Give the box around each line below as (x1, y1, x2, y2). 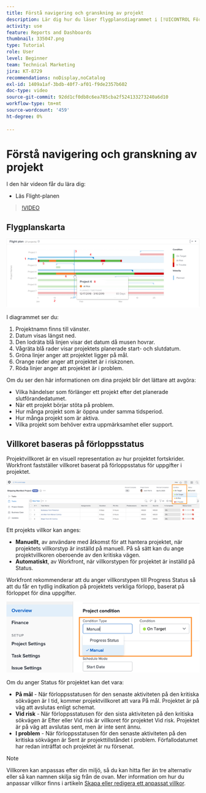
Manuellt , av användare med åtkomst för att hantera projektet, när (15, 538, 183, 546)
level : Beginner (6, 55, 48, 61)
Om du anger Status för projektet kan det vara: (6, 678, 124, 686)
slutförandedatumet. (15, 395, 67, 402)
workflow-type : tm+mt (6, 101, 62, 107)
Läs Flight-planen (15, 192, 60, 199)
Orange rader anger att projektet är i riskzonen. (15, 358, 135, 365)
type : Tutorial (6, 42, 45, 48)
